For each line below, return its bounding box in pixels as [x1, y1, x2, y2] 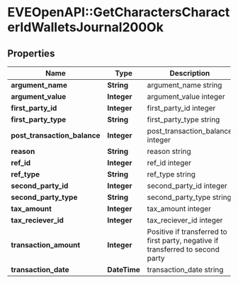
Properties [7, 47, 55, 59]
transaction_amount [11, 240, 81, 249]
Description [169, 69, 210, 78]
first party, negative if [147, 236, 219, 245]
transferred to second [147, 244, 220, 254]
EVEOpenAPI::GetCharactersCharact [7, 4, 230, 20]
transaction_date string [147, 265, 224, 274]
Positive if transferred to [147, 227, 228, 237]
